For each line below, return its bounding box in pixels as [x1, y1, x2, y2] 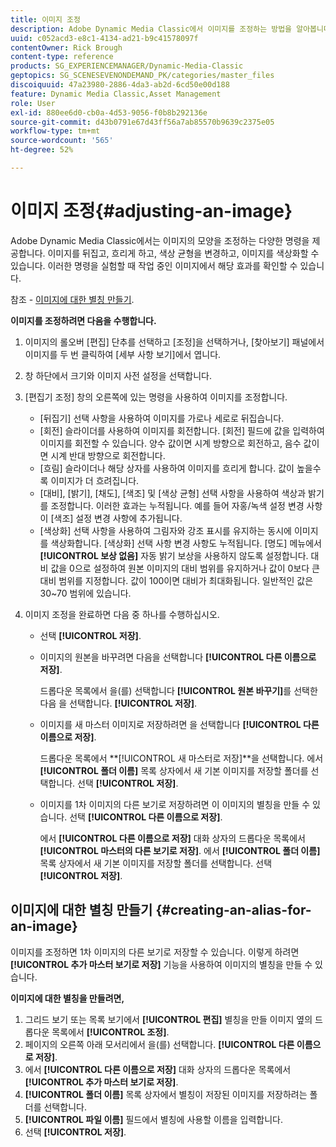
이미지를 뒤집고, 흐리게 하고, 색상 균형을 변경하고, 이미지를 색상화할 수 [47, 247, 320, 259]
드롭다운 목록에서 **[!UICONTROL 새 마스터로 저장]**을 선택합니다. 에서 [39, 752, 324, 764]
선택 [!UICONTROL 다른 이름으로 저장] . [69, 811, 223, 823]
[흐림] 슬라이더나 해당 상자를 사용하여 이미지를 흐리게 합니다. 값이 [39, 462, 295, 474]
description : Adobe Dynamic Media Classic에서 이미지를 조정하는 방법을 [10, 24, 293, 34]
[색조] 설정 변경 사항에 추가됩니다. [50, 512, 183, 524]
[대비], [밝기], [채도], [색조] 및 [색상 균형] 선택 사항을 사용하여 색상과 [39, 487, 307, 499]
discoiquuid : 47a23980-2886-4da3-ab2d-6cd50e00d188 [10, 80, 230, 90]
